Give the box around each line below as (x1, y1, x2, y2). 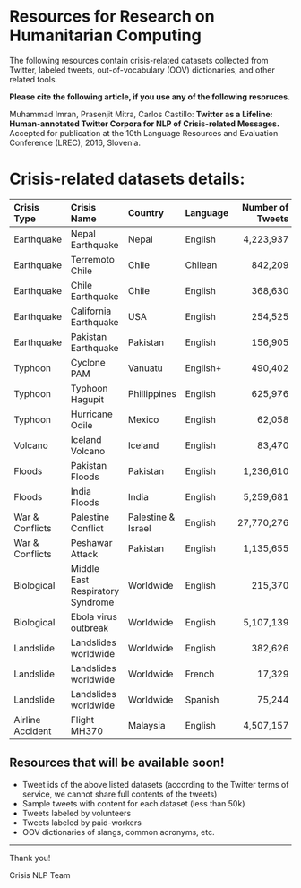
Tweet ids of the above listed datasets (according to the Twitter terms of (21, 779, 289, 789)
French (185, 668, 215, 680)
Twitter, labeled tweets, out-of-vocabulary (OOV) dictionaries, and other (9, 65, 276, 75)
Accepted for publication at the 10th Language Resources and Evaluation (9, 127, 279, 138)
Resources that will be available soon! (9, 755, 225, 771)
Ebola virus (70, 610, 118, 623)
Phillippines (128, 387, 176, 400)
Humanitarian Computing (9, 25, 202, 46)
